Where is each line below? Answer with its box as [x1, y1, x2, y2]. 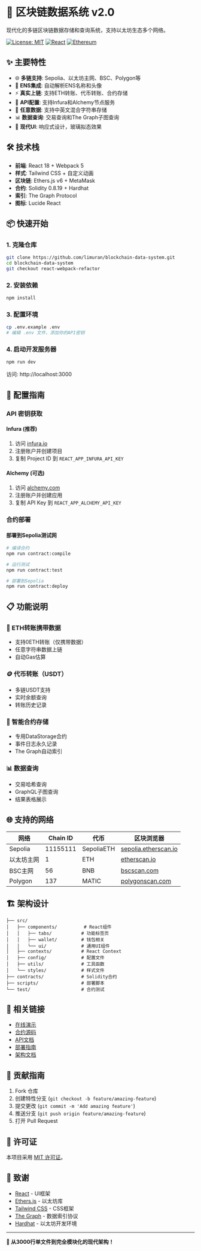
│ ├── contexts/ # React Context [6, 948, 121, 954]
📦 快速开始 [6, 218, 49, 228]
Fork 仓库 [14, 1087, 39, 1095]
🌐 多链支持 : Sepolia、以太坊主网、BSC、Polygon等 [14, 74, 141, 81]
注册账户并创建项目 [14, 447, 63, 454]
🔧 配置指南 [6, 390, 45, 400]
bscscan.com [120, 866, 159, 875]
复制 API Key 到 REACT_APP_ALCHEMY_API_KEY [14, 498, 121, 506]
